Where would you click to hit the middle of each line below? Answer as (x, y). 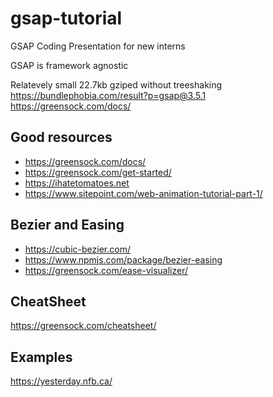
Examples (41, 357)
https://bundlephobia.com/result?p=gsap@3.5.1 (108, 95)
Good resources (61, 137)
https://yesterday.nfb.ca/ (61, 381)
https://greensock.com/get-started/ (98, 172)
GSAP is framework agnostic (69, 65)
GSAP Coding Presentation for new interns (98, 46)
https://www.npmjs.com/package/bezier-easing (123, 259)
